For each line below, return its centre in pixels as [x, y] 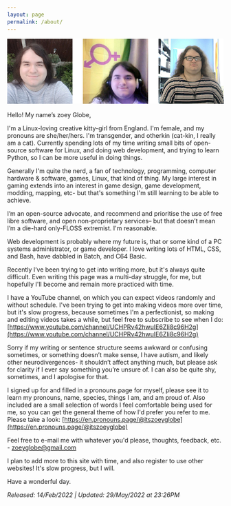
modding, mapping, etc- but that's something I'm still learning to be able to [113, 193]
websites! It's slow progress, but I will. [61, 468]
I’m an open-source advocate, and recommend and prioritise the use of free [115, 214]
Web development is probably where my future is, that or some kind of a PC [114, 242]
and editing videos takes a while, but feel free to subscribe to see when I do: [115, 320]
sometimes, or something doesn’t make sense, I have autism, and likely [108, 355]
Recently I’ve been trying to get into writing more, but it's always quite [106, 270]
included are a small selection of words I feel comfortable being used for [110, 405]
